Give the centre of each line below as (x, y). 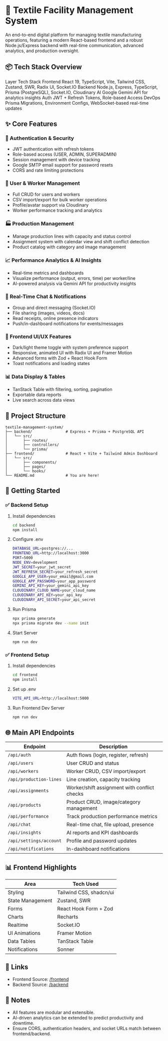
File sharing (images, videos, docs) (48, 313)
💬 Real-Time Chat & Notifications (46, 296)
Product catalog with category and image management (69, 247)
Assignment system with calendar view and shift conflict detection (81, 242)
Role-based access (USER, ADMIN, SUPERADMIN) (64, 154)
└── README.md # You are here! (52, 476)
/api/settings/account (34, 841)
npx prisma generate (34, 618)
